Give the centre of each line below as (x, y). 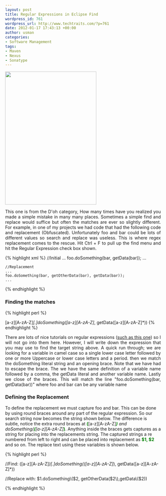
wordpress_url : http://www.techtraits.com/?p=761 (57, 23)
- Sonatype (16, 60)
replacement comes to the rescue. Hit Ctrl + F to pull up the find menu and (83, 243)
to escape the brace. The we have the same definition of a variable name (83, 369)
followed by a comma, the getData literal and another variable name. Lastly (83, 374)
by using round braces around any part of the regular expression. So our (79, 413)
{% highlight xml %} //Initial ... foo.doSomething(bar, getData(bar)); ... (76, 258)
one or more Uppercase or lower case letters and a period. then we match (83, 358)
